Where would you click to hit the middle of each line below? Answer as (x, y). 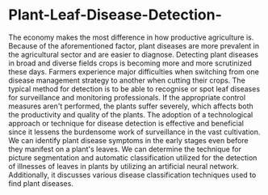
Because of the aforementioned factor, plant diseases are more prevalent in (134, 45)
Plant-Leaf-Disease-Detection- (115, 15)
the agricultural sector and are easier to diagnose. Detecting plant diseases (134, 54)
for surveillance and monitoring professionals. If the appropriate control (127, 97)
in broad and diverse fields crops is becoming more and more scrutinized (130, 63)
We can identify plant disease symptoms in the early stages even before (128, 140)
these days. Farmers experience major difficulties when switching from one (134, 71)
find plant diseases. (41, 183)
